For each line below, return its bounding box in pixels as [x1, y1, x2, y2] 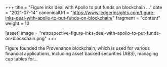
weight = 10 [5, 20, 29, 26]
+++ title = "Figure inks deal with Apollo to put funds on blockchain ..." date [5, 5, 162, 10]
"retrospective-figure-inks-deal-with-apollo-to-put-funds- [38, 30, 161, 36]
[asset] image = [5, 30, 38, 36]
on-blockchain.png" [5, 35, 47, 41]
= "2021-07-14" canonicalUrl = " [5, 10, 73, 16]
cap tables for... [5, 56, 38, 62]
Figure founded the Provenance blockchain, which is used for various [5, 45, 150, 51]
